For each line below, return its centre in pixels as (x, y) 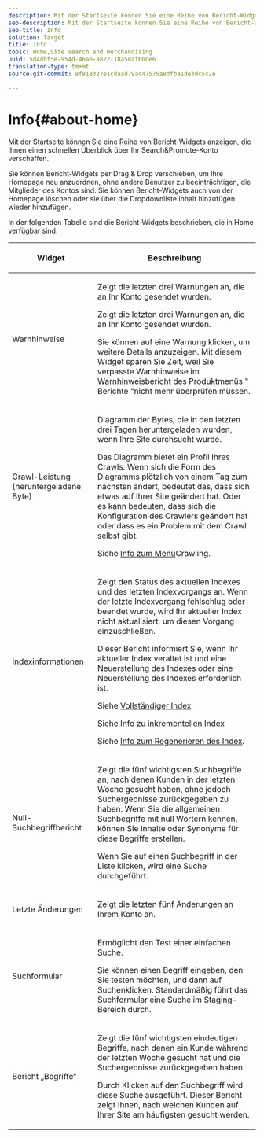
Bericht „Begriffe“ (44, 1076)
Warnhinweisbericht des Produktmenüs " (173, 381)
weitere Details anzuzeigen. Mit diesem (169, 352)
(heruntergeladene (47, 486)
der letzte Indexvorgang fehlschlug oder (171, 601)
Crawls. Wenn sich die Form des (156, 466)
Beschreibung (175, 258)
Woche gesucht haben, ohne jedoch (164, 789)
